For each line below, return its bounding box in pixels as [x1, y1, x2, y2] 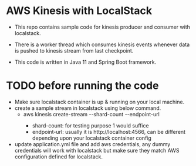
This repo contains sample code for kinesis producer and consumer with [14, 23, 191, 30]
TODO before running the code [6, 79, 159, 92]
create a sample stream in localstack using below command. [14, 104, 161, 112]
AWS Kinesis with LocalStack [6, 4, 153, 18]
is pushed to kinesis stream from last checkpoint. [14, 47, 134, 54]
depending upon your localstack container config [32, 134, 151, 141]
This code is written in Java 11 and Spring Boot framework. [14, 58, 157, 65]
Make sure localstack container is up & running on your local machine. [14, 98, 185, 105]
